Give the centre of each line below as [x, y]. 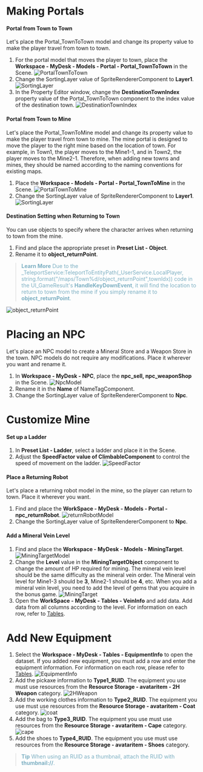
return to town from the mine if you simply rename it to [89, 292]
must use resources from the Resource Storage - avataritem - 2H [97, 687]
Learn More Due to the [50, 266]
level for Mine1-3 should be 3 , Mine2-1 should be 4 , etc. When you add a [106, 581]
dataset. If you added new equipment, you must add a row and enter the [105, 661]
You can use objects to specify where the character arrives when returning [100, 229]
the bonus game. [36, 594]
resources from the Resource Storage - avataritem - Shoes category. [102, 745]
